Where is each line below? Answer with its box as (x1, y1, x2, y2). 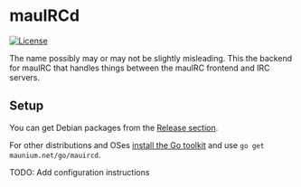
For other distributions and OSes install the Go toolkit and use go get (9, 139, 265, 150)
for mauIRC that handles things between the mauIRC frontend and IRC (9, 62, 270, 73)
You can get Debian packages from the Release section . (9, 122, 219, 133)
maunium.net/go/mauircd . (9, 149, 101, 160)
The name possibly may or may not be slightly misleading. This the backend (9, 52, 292, 63)
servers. (9, 71, 41, 82)
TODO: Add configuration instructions (9, 166, 150, 177)
